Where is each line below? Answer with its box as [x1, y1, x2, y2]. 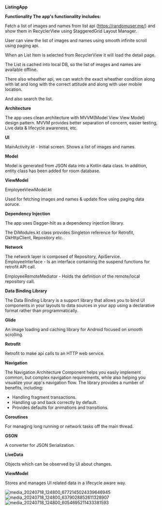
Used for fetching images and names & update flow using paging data [5, 196, 144, 202]
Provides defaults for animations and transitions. [12, 404, 109, 410]
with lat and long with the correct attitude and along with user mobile [5, 81, 142, 87]
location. [5, 87, 23, 92]
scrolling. [5, 332, 23, 337]
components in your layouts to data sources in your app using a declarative [5, 302, 155, 308]
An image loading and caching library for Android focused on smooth [5, 327, 143, 332]
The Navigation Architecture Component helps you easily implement [5, 369, 141, 375]
